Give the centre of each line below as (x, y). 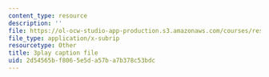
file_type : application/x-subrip (64, 38)
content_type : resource (48, 16)
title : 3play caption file (53, 53)
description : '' (35, 23)
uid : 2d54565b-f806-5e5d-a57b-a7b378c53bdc (82, 61)
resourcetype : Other (43, 46)
